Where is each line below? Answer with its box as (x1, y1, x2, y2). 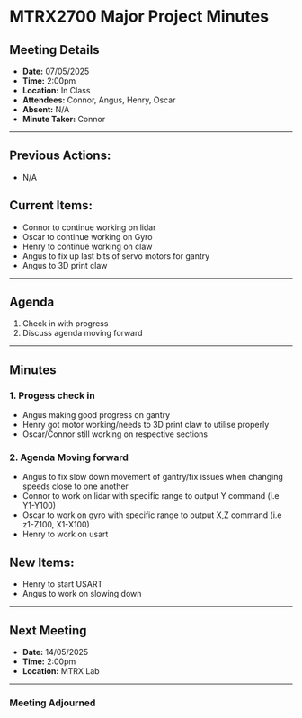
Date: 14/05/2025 (22, 647, 89, 658)
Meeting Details (9, 42, 101, 58)
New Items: (9, 554, 75, 570)
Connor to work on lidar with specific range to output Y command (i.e (22, 491, 280, 501)
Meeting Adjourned (9, 696, 96, 709)
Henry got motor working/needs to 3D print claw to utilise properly (22, 420, 270, 430)
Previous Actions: (9, 148, 111, 164)
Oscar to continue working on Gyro (22, 231, 153, 242)
